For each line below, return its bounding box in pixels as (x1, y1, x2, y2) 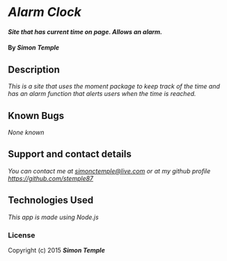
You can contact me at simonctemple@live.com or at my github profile (8, 166, 211, 175)
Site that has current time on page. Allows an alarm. (8, 27, 163, 35)
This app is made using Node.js (8, 213, 100, 221)
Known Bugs (8, 109, 65, 122)
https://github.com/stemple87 (8, 174, 93, 182)
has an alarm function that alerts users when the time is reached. (8, 90, 196, 98)
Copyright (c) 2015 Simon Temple (8, 246, 105, 254)
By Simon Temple (8, 43, 60, 52)
